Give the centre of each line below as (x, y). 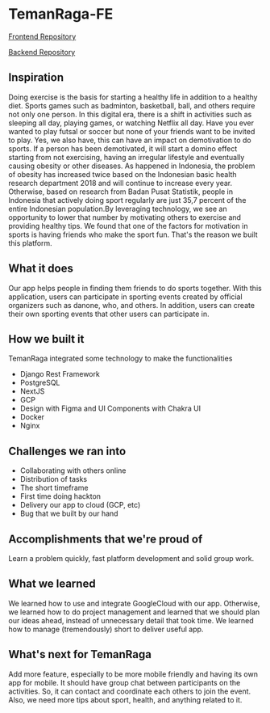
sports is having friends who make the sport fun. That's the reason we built (133, 234)
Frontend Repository (42, 36)
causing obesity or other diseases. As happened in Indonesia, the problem (132, 166)
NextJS (32, 391)
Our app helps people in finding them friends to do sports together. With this (135, 288)
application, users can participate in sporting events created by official (126, 297)
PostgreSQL (40, 383)
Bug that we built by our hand (69, 513)
